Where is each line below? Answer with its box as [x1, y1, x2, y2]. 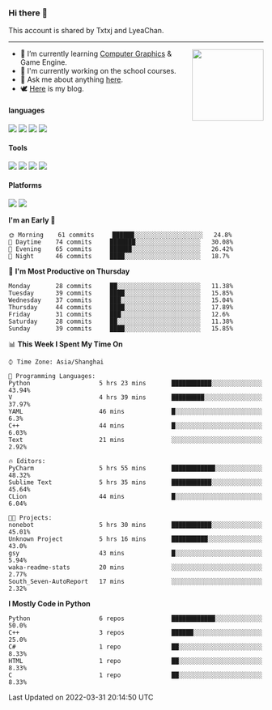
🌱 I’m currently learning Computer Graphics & [19, 49, 172, 59]
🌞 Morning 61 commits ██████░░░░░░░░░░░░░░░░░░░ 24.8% [8, 231, 232, 239]
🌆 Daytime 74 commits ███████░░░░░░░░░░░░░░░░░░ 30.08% [8, 238, 233, 246]
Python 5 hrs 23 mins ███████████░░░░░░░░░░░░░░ [8, 379, 263, 387]
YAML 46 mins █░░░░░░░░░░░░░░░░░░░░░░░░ [8, 407, 263, 415]
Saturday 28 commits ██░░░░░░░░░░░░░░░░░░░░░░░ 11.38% [8, 317, 233, 325]
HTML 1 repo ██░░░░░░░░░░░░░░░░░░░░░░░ [8, 657, 263, 665]
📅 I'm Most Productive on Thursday [8, 266, 130, 276]
